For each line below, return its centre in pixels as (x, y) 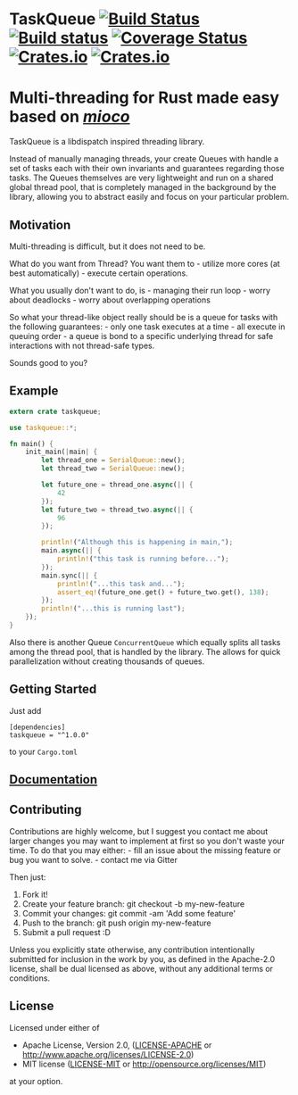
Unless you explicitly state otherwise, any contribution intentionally (132, 950)
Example (34, 391)
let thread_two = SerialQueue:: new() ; (113, 469)
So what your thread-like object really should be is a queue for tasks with (144, 317)
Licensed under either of (54, 1027)
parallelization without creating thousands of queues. (107, 661)
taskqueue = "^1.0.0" (50, 735)
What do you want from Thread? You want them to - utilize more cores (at (145, 263)
